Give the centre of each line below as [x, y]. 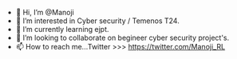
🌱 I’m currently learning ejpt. [62, 29]
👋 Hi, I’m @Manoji [45, 12]
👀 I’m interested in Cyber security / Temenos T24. [97, 21]
